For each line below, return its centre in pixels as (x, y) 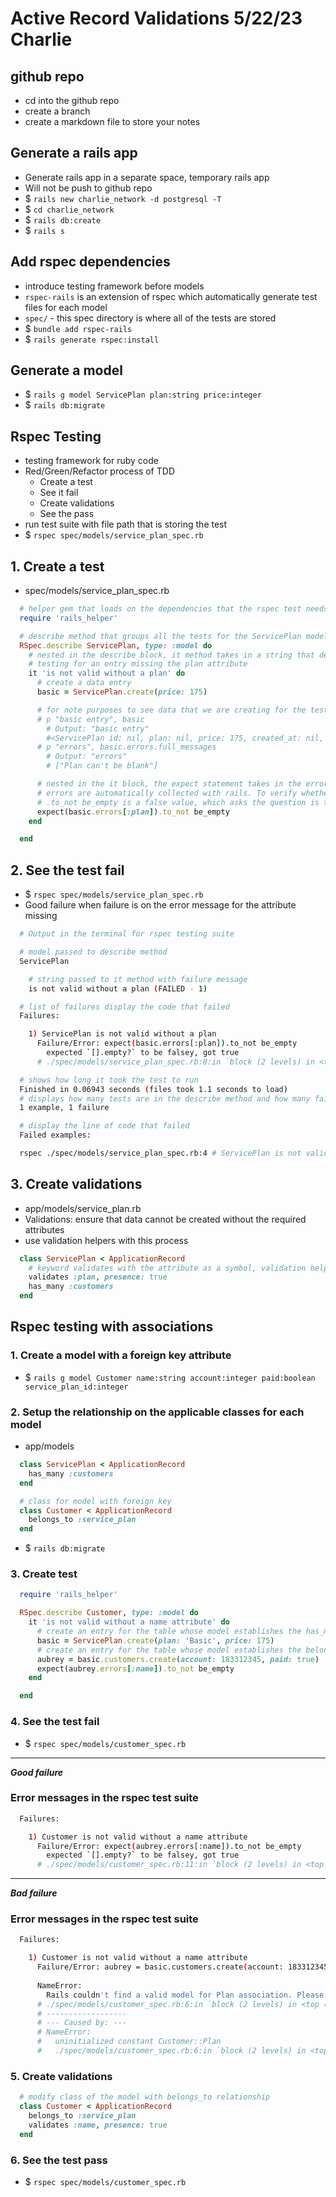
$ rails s (44, 230)
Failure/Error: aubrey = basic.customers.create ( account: (160, 1967)
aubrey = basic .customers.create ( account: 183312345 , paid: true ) (178, 1659)
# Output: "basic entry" (98, 728)
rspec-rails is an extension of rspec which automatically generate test (171, 296)
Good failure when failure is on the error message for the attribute (160, 905)
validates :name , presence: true (98, 2125)
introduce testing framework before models (114, 286)
